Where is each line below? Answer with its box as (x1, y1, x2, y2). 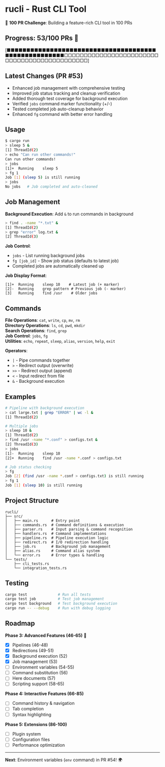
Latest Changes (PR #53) (5, 72, 83, 80)
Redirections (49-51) (12, 647, 54, 653)
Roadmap (5, 619, 35, 628)
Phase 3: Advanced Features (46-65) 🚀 (5, 632, 87, 638)
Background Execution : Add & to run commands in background (5, 211, 134, 217)
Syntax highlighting (12, 711, 52, 717)
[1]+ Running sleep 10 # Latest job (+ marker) (5, 282, 120, 287)
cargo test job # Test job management (5, 597, 105, 601)
